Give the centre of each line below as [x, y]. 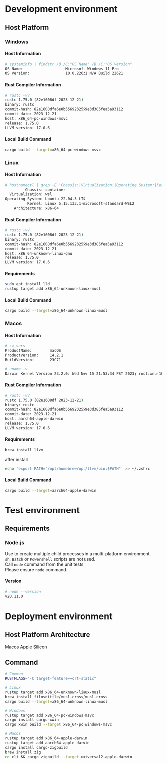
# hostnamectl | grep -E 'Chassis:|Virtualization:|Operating [71, 185]
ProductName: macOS [33, 351]
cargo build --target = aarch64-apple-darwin [51, 490]
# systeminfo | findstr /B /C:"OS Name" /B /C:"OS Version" [69, 64]
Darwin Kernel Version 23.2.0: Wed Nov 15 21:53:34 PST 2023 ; [71, 374]
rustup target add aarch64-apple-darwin [48, 743]
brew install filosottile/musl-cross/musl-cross [56, 697]
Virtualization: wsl [31, 194]
